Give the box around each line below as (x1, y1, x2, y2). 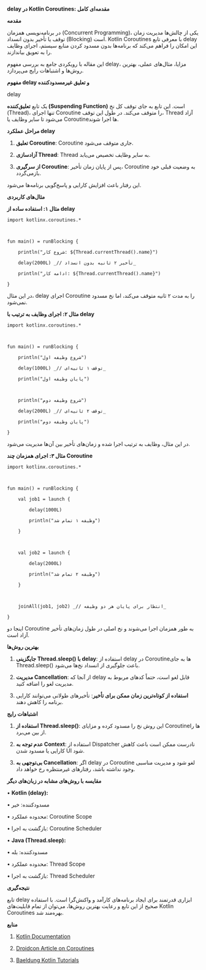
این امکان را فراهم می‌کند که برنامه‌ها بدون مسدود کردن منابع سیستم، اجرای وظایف (7, 42, 198, 49)
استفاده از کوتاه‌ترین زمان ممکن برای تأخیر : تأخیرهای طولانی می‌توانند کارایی (15, 692, 189, 699)
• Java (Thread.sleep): (7, 836, 66, 844)
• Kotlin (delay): (7, 789, 48, 796)
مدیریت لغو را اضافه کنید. (15, 680, 74, 687)
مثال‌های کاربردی (7, 193, 45, 200)
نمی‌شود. (7, 298, 28, 306)
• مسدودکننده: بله (7, 849, 48, 855)
